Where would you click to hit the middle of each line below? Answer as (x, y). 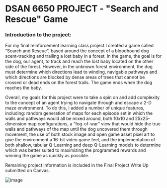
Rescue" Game (37, 19)
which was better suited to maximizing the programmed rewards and (76, 150)
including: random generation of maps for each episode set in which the (79, 113)
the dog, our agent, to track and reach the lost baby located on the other (79, 61)
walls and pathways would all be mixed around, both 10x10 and (70, 119)
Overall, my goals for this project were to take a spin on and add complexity (83, 97)
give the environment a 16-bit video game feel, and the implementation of (80, 140)
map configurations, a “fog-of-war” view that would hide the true (94, 124)
